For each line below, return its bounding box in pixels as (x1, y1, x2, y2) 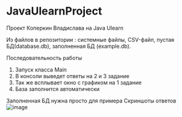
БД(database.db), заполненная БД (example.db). (6, 42, 132, 50)
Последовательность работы (6, 54, 83, 61)
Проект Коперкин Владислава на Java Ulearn (6, 24, 124, 32)
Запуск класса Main (15, 65, 67, 73)
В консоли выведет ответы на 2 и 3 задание (15, 72, 130, 79)
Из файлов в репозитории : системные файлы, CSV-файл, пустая (6, 36, 175, 43)
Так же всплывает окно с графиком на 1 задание (15, 79, 142, 86)
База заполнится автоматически (15, 85, 100, 92)
